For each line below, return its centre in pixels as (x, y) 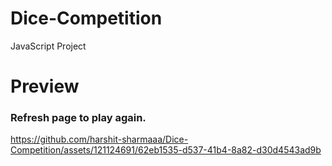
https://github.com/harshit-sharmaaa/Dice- (99, 139)
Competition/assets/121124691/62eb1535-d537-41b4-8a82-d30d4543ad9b (166, 150)
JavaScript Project (48, 46)
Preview (45, 86)
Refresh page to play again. (78, 118)
